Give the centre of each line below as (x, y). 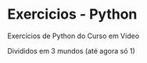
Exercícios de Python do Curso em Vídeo (73, 36)
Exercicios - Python (72, 14)
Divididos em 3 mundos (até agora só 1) (72, 51)
